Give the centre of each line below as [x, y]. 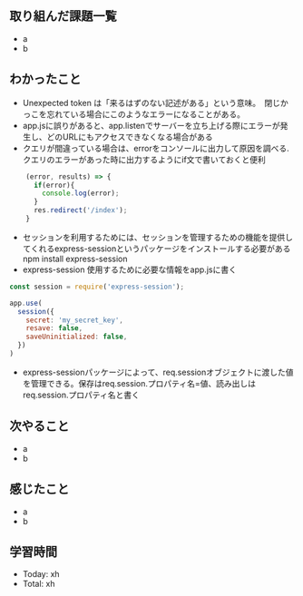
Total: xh [39, 584]
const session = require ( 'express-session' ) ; [97, 287]
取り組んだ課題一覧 [63, 16]
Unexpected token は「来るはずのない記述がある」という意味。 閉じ [151, 103]
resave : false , [54, 328]
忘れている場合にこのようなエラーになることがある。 [146, 114]
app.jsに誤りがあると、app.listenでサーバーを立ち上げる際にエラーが [151, 125]
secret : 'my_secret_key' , [75, 320]
